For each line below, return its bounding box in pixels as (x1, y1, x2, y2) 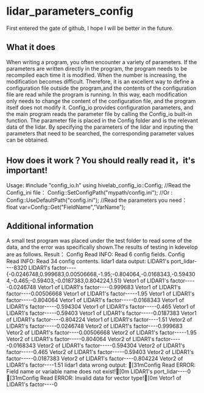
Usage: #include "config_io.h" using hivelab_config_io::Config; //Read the (6, 181, 191, 189)
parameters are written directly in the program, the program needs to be (6, 65, 188, 72)
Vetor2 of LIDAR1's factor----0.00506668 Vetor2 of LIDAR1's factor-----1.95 (6, 329, 197, 336)
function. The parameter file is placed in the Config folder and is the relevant (6, 117, 199, 124)
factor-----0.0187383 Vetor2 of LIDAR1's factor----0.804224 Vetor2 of (6, 355, 183, 362)
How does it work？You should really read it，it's (6, 156, 195, 166)
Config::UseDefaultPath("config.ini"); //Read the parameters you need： (6, 196, 188, 204)
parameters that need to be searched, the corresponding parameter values (6, 129, 194, 137)
